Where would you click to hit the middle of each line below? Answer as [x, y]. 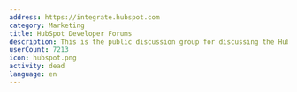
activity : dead [37, 67]
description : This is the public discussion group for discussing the [142, 42]
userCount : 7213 [39, 50]
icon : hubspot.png [43, 58]
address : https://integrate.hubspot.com [85, 17]
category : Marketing [47, 25]
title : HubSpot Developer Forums [71, 33]
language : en [33, 74]
